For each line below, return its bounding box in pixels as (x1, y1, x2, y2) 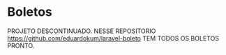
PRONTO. (7, 41, 35, 49)
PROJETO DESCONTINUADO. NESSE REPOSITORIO (7, 27, 156, 35)
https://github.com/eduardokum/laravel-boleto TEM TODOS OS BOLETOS (7, 34, 220, 42)
